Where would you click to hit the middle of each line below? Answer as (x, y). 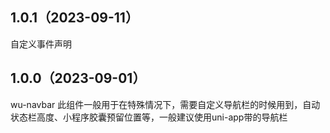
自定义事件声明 (41, 44)
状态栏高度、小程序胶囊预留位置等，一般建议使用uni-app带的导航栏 (149, 117)
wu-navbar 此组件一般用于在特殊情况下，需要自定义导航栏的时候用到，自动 (165, 104)
